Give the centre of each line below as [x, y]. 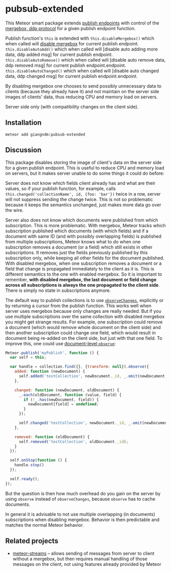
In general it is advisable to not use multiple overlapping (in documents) [80, 514]
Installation [23, 123]
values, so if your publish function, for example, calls [61, 188]
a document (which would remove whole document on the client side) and [83, 327]
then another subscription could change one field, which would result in [81, 333]
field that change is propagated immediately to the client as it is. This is [80, 268]
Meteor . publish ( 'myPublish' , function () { [52, 353]
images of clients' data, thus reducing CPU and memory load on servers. [81, 97]
